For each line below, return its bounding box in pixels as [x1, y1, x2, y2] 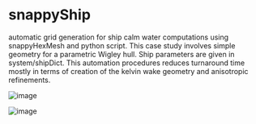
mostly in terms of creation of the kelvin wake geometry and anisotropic [8, 66, 249, 76]
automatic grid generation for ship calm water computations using [8, 32, 229, 42]
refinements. [8, 75, 51, 85]
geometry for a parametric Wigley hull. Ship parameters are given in [8, 49, 235, 59]
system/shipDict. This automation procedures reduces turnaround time [8, 58, 245, 68]
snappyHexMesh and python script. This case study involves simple [8, 40, 236, 50]
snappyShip [8, 6, 92, 24]
